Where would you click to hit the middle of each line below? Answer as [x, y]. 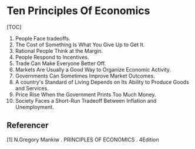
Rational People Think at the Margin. [59, 50]
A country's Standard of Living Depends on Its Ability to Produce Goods [102, 82]
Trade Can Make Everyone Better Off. [60, 63]
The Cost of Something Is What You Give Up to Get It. [80, 45]
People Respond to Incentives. [52, 57]
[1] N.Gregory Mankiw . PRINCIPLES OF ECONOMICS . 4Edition [83, 140]
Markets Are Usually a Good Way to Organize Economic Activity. [93, 69]
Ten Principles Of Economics [78, 11]
